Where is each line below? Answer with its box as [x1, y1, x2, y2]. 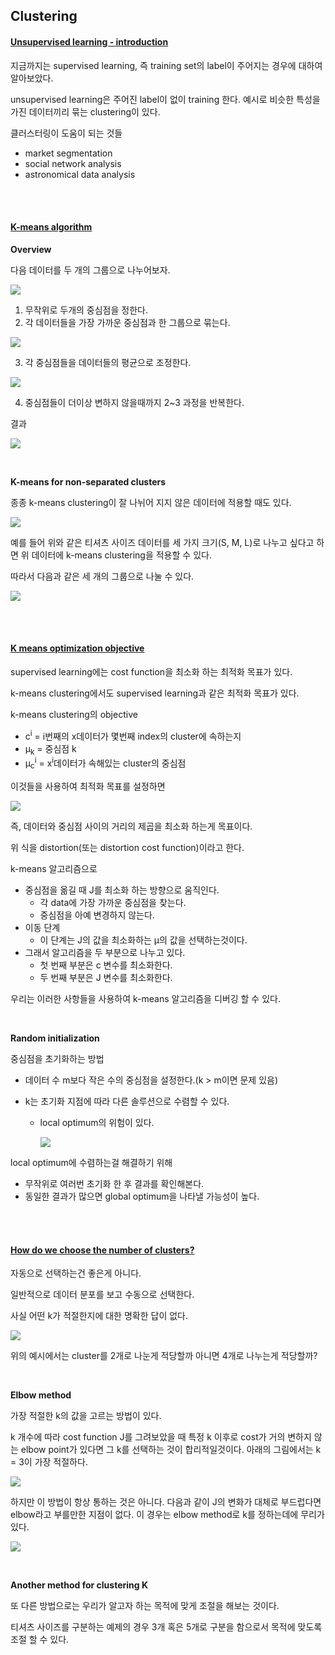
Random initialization [10, 1032, 100, 1044]
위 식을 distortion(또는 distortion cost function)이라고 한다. [10, 841, 245, 853]
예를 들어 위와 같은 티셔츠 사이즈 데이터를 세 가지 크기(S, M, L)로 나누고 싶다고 [10, 536, 315, 548]
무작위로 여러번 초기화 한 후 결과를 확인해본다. [24, 1177, 205, 1189]
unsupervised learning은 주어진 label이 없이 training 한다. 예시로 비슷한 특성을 [10, 93, 321, 105]
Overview [10, 243, 52, 255]
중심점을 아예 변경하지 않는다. [39, 909, 155, 921]
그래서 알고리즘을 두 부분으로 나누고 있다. [24, 946, 186, 958]
